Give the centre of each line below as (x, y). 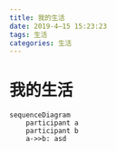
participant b (52, 131)
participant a (52, 123)
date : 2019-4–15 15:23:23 (58, 26)
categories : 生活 (41, 43)
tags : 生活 (29, 34)
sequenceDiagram (40, 115)
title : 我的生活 (37, 18)
